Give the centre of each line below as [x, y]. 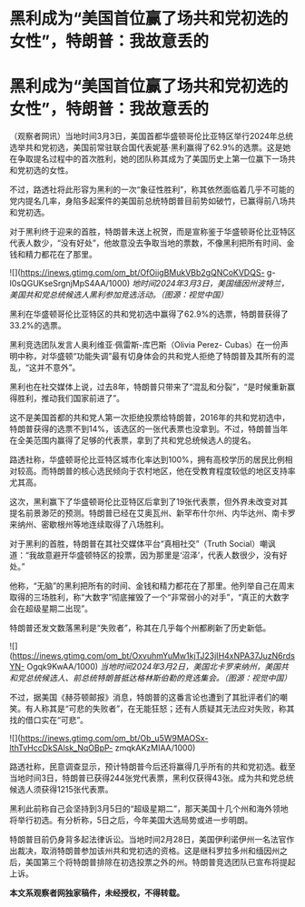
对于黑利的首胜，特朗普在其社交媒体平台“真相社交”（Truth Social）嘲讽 [143, 544]
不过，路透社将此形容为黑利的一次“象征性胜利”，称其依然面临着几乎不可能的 [152, 190]
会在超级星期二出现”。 [51, 609]
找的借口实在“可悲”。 [49, 721]
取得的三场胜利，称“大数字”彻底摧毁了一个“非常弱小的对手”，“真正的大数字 [149, 598]
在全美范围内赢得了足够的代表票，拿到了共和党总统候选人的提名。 [133, 440]
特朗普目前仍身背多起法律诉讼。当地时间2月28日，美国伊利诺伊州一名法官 [148, 840]
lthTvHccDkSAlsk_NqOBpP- [61, 748]
